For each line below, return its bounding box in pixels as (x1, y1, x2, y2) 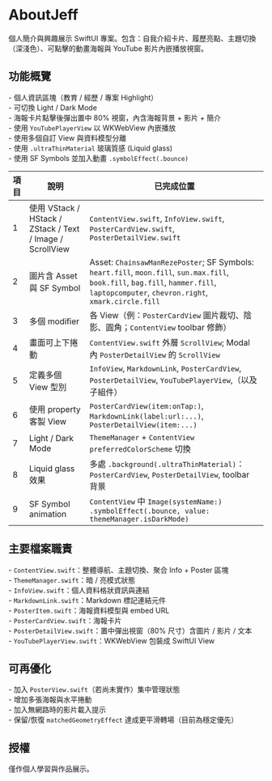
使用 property (29, 403, 81, 414)
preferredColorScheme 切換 (89, 443, 192, 454)
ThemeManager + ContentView (89, 431, 195, 443)
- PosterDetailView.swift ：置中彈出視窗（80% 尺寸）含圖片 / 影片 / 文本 (8, 626, 253, 635)
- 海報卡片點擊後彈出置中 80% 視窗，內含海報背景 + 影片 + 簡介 (8, 112, 221, 122)
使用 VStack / (29, 202, 80, 214)
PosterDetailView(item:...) (89, 420, 198, 430)
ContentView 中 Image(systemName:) (89, 495, 223, 507)
